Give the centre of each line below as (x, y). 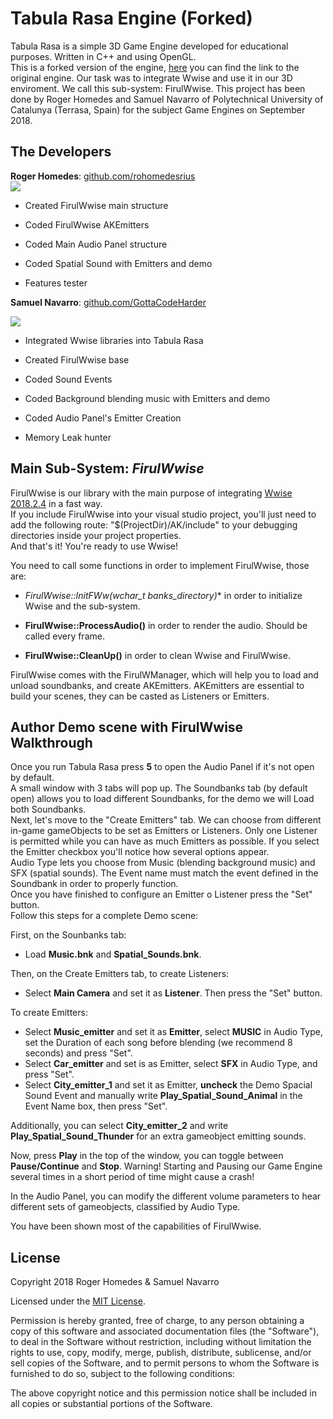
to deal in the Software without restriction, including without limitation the (161, 1342)
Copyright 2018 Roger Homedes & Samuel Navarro (115, 1282)
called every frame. (64, 636)
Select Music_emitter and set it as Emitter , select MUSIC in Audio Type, (173, 1032)
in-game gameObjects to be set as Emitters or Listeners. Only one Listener (164, 831)
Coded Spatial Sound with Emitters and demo (118, 263)
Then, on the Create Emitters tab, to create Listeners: (120, 974)
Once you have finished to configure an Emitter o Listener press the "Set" (161, 894)
